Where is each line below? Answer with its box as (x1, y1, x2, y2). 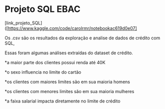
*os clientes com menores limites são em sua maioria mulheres (4, 88, 135, 94)
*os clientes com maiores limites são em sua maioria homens (4, 79, 130, 85)
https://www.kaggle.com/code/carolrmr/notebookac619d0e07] (7, 25, 138, 31)
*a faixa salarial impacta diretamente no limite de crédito (4, 98, 121, 104)
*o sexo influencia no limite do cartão (4, 69, 82, 75)
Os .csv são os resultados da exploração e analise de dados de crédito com (4, 35, 161, 41)
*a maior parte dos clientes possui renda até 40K (4, 59, 106, 65)
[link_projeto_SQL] (4, 20, 43, 26)
